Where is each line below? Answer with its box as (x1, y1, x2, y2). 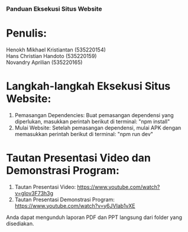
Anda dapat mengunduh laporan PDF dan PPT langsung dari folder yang (6, 214, 182, 221)
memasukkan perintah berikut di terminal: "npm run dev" (14, 130, 154, 137)
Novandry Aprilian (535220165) (6, 59, 83, 66)
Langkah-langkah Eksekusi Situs (6, 79, 171, 93)
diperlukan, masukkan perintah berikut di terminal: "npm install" (14, 118, 170, 125)
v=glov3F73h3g (14, 189, 54, 196)
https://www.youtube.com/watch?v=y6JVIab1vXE (14, 202, 136, 209)
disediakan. (6, 220, 34, 227)
